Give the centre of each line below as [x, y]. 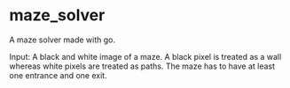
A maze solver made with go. [63, 40]
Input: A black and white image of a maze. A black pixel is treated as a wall [145, 56]
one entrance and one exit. [59, 75]
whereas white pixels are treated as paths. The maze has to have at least [142, 66]
